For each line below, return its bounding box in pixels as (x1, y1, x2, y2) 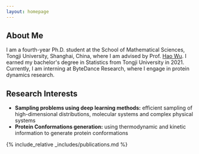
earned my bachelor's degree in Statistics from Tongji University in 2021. (6, 59, 184, 66)
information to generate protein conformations (14, 130, 129, 137)
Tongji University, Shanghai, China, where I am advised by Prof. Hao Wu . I (6, 53, 187, 60)
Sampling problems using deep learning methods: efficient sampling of (14, 104, 193, 111)
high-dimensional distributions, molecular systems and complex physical (14, 111, 193, 118)
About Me (6, 31, 43, 41)
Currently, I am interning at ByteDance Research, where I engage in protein (6, 65, 190, 72)
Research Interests (6, 88, 78, 98)
